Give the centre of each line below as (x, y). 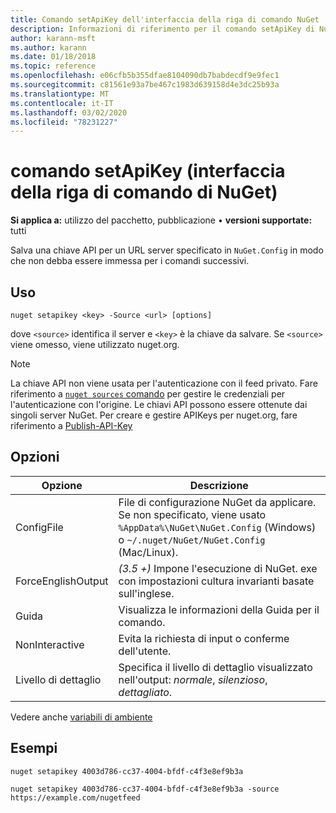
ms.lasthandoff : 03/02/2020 (69, 112)
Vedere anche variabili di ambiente (81, 717)
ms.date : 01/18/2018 (53, 57)
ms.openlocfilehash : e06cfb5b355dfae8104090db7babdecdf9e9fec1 (145, 76)
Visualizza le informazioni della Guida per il (219, 609)
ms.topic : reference (53, 66)
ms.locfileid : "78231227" (64, 122)
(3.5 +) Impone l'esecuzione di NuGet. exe (218, 568)
